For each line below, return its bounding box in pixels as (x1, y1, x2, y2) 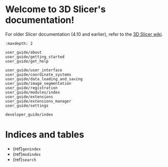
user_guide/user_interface (5, 68, 62, 73)
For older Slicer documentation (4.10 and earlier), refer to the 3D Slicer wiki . (5, 31, 163, 37)
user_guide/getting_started (5, 54, 65, 59)
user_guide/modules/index (5, 90, 60, 95)
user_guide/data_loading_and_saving (5, 76, 83, 82)
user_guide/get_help (5, 58, 49, 64)
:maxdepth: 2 (5, 41, 33, 46)
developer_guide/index (5, 112, 53, 117)
